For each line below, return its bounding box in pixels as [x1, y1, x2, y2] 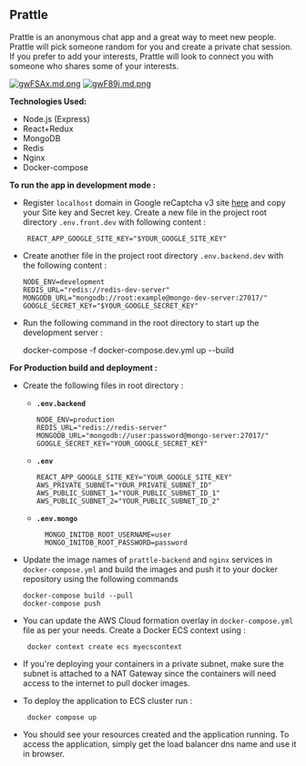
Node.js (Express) [22, 113, 91, 124]
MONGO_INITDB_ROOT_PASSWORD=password [44, 537, 189, 547]
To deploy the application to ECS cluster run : [22, 695, 193, 706]
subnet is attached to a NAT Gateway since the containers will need [22, 668, 277, 679]
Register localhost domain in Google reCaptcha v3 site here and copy [22, 197, 286, 208]
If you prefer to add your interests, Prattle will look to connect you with [9, 50, 274, 62]
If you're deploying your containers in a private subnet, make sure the [22, 658, 284, 669]
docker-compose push [22, 598, 101, 608]
